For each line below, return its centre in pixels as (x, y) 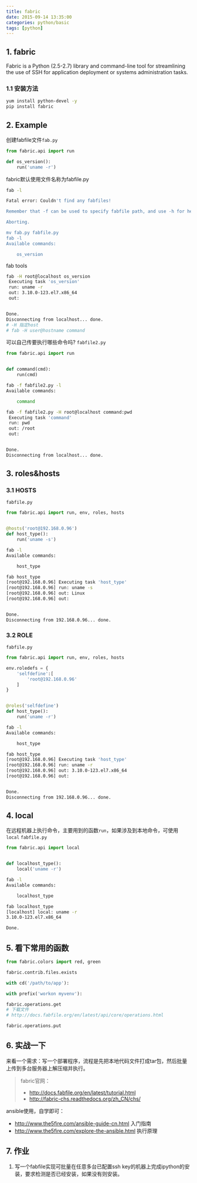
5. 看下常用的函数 (38, 948)
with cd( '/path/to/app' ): (38, 983)
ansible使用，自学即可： (35, 1111)
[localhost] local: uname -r (42, 912)
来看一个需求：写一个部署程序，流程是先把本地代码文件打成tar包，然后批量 (97, 1061)
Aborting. (18, 222)
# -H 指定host (23, 325)
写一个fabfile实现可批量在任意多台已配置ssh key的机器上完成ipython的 (99, 1167)
